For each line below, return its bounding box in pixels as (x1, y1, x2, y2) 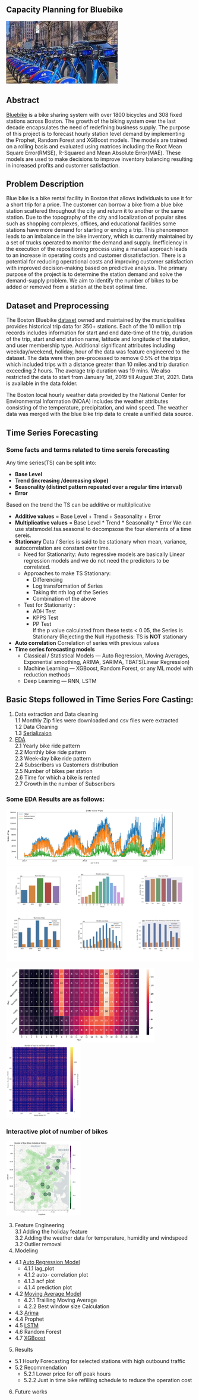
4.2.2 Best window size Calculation (23, 1303, 110, 1310)
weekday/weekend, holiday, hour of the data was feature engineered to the (6, 348, 190, 355)
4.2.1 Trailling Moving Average (23, 1296, 97, 1304)
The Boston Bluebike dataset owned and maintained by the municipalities (6, 316, 186, 324)
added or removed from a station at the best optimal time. (6, 283, 147, 291)
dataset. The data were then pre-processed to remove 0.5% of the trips (6, 355, 182, 362)
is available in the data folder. (6, 380, 78, 387)
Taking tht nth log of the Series (32, 588, 108, 595)
